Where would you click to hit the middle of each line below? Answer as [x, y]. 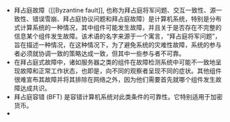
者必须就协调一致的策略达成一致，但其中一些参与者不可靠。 [99, 53]
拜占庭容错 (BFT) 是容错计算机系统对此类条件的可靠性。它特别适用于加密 [118, 97]
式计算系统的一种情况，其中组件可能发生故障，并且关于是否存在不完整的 [117, 27]
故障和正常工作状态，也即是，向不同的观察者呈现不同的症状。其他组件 [121, 71]
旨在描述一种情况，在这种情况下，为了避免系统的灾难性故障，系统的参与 [117, 45]
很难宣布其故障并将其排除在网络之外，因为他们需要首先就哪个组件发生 [115, 79]
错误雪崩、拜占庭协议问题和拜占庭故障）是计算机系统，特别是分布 [127, 19]
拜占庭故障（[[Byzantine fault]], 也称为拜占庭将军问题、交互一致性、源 [115, 10]
